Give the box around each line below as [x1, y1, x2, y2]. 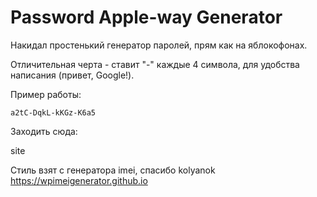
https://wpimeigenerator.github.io [10, 174, 148, 186]
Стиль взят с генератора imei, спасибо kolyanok [10, 164, 216, 176]
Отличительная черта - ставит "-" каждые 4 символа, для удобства [10, 58, 300, 70]
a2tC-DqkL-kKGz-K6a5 [10, 107, 97, 118]
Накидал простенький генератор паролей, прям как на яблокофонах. [10, 39, 308, 51]
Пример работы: [10, 88, 82, 100]
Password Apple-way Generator [10, 6, 283, 29]
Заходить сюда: [10, 125, 78, 137]
